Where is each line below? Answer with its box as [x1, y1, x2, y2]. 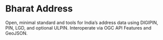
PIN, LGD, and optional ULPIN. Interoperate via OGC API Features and [5, 24, 152, 30]
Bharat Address [5, 3, 73, 14]
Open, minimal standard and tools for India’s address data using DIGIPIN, [5, 19, 158, 25]
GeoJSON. [5, 30, 28, 36]
